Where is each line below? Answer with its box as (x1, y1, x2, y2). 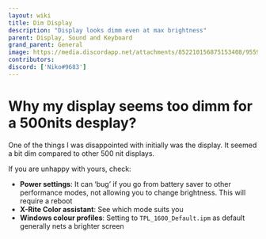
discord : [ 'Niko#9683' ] (8, 63, 87, 71)
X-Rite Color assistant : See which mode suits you (19, 204, 184, 214)
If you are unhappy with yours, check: (8, 164, 132, 173)
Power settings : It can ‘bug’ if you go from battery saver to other (19, 179, 232, 188)
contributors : (8, 56, 55, 64)
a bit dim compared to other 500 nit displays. (8, 148, 155, 158)
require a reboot (19, 195, 73, 206)
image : (8, 48, 30, 56)
